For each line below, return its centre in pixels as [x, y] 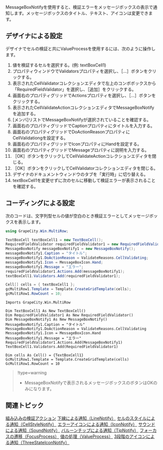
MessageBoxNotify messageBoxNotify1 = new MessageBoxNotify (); [71, 249]
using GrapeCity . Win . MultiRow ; [37, 231]
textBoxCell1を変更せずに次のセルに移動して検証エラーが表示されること [84, 180]
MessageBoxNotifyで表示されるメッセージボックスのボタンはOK [89, 383]
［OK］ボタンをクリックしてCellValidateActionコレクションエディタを [82, 156]
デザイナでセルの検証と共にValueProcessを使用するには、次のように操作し [81, 49]
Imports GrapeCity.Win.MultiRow [38, 302]
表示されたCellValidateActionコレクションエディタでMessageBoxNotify [83, 107]
